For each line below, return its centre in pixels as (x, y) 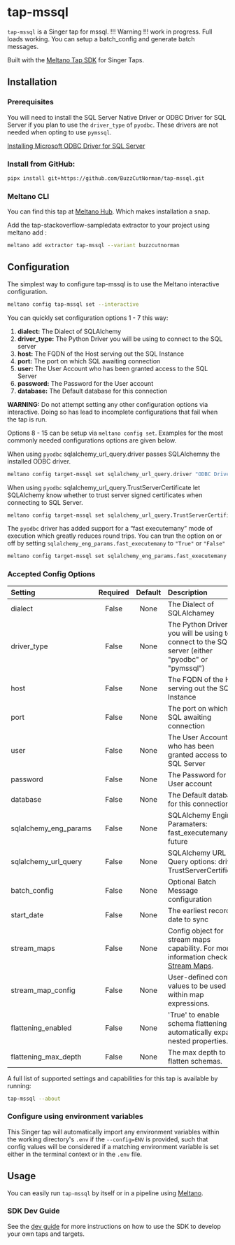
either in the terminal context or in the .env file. (74, 1154)
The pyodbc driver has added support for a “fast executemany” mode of (110, 529)
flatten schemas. (195, 1061)
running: (19, 1085)
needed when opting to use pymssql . (59, 132)
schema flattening (197, 1023)
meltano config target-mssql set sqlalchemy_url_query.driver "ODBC (109, 474)
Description (187, 592)
